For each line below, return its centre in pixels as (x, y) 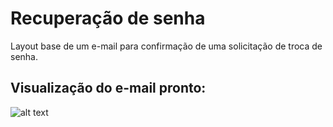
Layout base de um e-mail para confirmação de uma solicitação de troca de (166, 46)
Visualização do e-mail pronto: (108, 88)
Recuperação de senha (108, 18)
